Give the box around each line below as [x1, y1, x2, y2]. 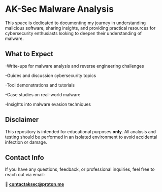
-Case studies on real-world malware [5, 91, 81, 97]
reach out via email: [5, 172, 45, 178]
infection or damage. [5, 139, 48, 145]
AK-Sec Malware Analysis [5, 3, 114, 15]
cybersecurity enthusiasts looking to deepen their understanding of [5, 30, 142, 36]
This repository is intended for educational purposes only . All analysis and [5, 128, 156, 134]
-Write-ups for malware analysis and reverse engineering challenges [5, 63, 144, 69]
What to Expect [5, 50, 53, 58]
